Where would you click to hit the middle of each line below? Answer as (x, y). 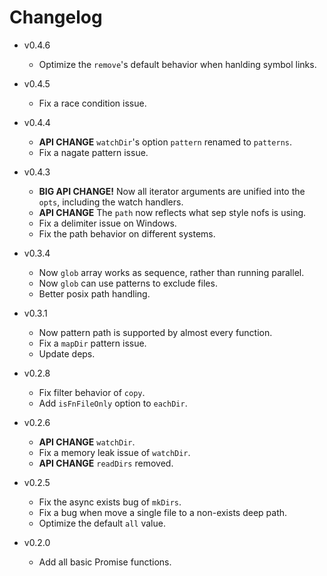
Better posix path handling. (94, 293)
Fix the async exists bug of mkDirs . (110, 502)
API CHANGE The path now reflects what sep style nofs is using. (172, 212)
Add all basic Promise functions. (105, 562)
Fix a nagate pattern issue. (93, 152)
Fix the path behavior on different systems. (127, 233)
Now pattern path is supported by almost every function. (155, 332)
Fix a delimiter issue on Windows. (107, 223)
